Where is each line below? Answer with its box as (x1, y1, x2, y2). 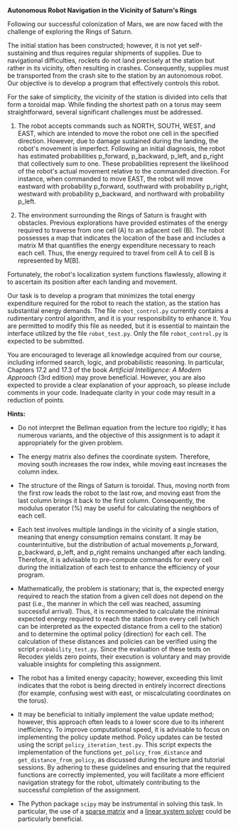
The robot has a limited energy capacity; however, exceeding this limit (17, 674, 223, 682)
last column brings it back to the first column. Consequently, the (17, 496, 206, 504)
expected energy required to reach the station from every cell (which (17, 614, 220, 623)
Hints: (7, 410, 26, 418)
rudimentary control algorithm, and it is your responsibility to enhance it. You (7, 314, 232, 322)
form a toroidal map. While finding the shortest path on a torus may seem (7, 100, 222, 109)
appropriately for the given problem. (17, 439, 124, 447)
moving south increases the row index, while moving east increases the (17, 460, 227, 468)
